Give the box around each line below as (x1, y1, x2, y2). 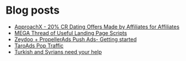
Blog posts (5, 4, 60, 17)
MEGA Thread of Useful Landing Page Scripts (14, 29, 127, 36)
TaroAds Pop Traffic (14, 42, 64, 49)
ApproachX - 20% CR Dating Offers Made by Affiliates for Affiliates (14, 23, 180, 30)
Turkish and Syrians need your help (14, 48, 102, 55)
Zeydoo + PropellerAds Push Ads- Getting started (14, 36, 137, 43)
